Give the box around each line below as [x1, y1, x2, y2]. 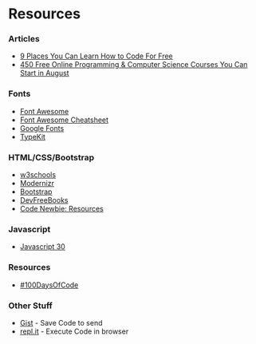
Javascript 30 [19, 242, 65, 251]
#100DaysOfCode [19, 280, 79, 290]
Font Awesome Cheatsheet [19, 115, 109, 125]
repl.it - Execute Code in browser [19, 326, 129, 336]
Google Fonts [19, 123, 65, 132]
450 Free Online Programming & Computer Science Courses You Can [19, 60, 248, 69]
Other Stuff [8, 300, 53, 311]
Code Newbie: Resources [19, 204, 104, 214]
